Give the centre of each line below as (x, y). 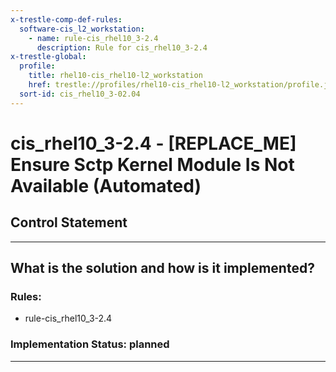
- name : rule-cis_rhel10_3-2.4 (93, 38)
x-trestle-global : (48, 57)
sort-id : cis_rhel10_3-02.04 (80, 94)
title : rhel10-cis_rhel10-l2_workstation (115, 76)
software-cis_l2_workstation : (82, 29)
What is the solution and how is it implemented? (162, 268)
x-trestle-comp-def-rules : (66, 19)
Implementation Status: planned (90, 344)
